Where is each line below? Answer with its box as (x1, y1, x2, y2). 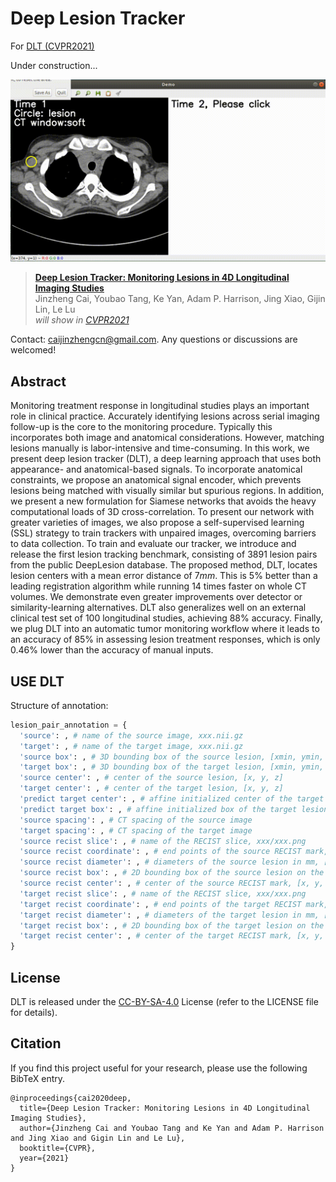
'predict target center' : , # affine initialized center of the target (19, 794, 325, 804)
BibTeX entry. (10, 1072, 66, 1084)
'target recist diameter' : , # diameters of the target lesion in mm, (19, 910, 320, 920)
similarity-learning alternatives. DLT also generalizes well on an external (10, 602, 307, 614)
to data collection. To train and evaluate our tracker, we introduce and (10, 538, 297, 550)
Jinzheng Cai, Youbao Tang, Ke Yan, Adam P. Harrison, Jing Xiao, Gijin (34, 293, 326, 305)
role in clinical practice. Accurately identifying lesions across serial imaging (10, 410, 320, 422)
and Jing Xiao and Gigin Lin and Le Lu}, (10, 1133, 186, 1143)
